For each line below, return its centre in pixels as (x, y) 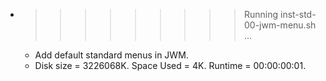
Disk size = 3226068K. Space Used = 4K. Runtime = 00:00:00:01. (170, 65)
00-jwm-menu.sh (280, 25)
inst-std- (298, 14)
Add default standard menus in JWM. (111, 55)
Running (261, 14)
